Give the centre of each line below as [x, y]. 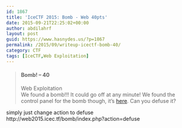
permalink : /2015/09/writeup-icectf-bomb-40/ [63, 45]
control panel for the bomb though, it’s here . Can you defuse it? [98, 101]
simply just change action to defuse [50, 112]
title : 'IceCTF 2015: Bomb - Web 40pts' [57, 17]
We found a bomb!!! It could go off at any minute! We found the [98, 94]
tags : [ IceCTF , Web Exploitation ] [48, 56]
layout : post [22, 34]
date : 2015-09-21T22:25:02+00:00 [48, 23]
